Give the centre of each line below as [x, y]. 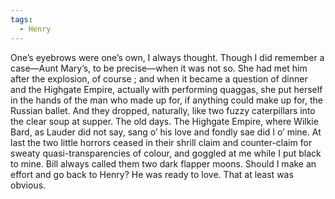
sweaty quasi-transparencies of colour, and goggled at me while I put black [166, 153]
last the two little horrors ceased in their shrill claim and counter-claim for [161, 142]
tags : [21, 19]
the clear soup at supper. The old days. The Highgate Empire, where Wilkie [164, 121]
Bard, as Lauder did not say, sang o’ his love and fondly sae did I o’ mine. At [166, 132]
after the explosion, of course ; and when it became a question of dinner [159, 78]
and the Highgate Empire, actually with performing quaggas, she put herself [166, 89]
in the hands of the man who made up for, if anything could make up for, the [166, 100]
